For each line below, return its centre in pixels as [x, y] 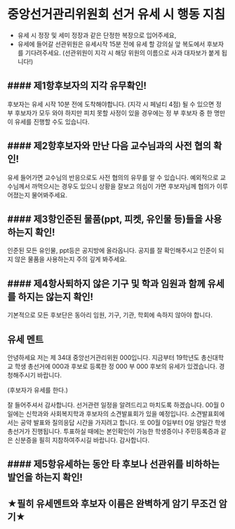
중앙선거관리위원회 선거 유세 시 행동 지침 [116, 14]
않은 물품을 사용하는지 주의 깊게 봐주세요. [71, 259]
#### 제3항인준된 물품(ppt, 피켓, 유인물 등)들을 [105, 219]
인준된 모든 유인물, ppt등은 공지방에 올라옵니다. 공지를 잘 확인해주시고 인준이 [112, 251]
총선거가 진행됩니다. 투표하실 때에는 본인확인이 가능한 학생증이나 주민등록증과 [113, 431]
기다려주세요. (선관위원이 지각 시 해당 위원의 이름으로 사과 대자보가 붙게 [122, 53]
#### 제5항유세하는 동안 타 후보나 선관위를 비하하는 [113, 464]
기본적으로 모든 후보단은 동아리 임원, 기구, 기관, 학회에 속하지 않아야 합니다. [110, 315]
